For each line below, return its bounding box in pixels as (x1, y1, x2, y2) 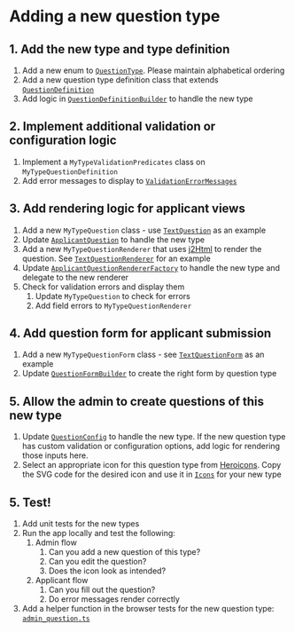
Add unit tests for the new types (21, 518, 140, 529)
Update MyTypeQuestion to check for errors (35, 290, 190, 301)
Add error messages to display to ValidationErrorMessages (21, 175, 237, 186)
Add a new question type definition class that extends (21, 75, 219, 85)
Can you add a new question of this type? (48, 547, 201, 557)
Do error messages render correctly (48, 594, 180, 604)
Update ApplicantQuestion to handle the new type (21, 233, 206, 245)
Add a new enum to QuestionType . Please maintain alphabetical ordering (21, 65, 285, 75)
